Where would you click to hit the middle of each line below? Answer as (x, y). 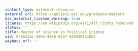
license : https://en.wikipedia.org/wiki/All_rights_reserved (69, 23)
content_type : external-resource (39, 9)
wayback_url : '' (22, 41)
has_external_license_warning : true (43, 18)
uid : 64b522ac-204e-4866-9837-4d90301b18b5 (51, 37)
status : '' (16, 28)
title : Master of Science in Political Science (55, 32)
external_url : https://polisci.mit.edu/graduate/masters (65, 14)
